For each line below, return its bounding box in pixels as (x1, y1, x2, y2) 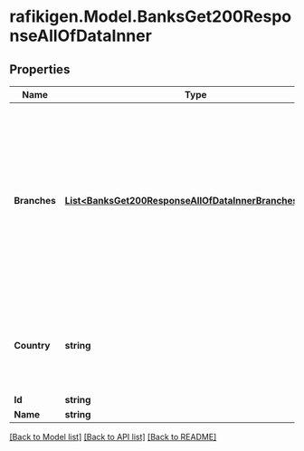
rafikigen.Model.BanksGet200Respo (9, 6, 292, 27)
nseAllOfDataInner (9, 25, 152, 46)
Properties (9, 62, 71, 77)
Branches (14, 195, 56, 206)
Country (14, 340, 51, 351)
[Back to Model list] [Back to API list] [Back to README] (9, 432, 217, 442)
